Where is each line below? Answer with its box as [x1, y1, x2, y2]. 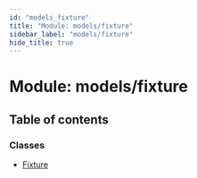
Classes [9, 139, 45, 151]
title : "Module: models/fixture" [9, 21, 134, 30]
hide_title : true [9, 38, 74, 47]
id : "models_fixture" [9, 13, 90, 22]
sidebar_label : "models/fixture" [9, 30, 134, 38]
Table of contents [9, 112, 109, 127]
